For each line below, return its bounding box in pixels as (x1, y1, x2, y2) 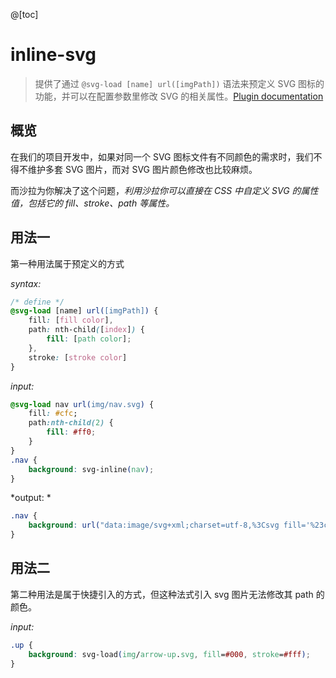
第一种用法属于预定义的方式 (10, 257, 125, 269)
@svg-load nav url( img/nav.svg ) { (10, 399, 155, 409)
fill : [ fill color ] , (28, 315, 114, 326)
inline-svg (10, 44, 97, 66)
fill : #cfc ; (28, 409, 78, 419)
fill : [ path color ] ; (46, 334, 132, 344)
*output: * (10, 492, 52, 504)
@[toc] (10, 9, 39, 20)
